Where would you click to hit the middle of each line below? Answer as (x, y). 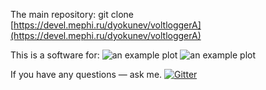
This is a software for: (55, 55)
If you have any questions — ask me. (86, 74)
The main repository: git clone (72, 14)
